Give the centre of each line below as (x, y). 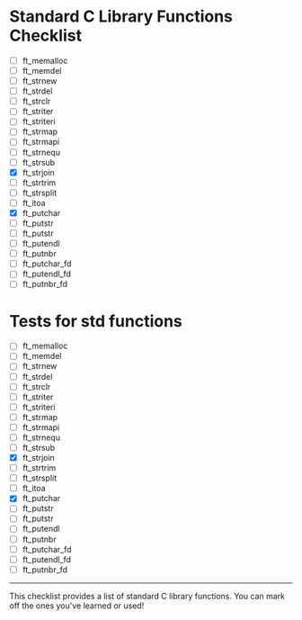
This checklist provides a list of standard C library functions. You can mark (147, 596)
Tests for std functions (96, 321)
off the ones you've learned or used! (77, 606)
